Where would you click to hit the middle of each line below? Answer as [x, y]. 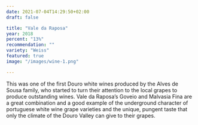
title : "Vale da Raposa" [37, 28]
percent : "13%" [25, 39]
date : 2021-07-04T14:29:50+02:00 [48, 12]
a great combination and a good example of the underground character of [97, 103]
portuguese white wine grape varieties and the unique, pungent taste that [97, 109]
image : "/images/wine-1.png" [42, 61]
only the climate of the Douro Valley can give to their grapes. [81, 115]
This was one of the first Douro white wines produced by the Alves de [92, 84]
